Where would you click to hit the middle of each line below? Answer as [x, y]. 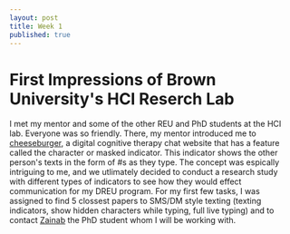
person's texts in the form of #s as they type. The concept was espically [145, 162]
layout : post [34, 18]
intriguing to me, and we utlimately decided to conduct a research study [144, 172]
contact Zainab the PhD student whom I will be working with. [123, 220]
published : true [40, 34]
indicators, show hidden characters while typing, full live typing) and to [142, 210]
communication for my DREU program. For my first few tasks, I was [135, 191]
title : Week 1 [36, 26]
